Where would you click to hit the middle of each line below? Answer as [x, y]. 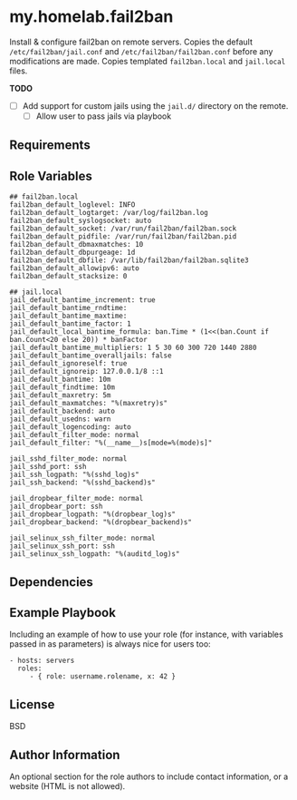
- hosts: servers [42, 661]
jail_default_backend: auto [62, 411]
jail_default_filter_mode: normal [75, 435]
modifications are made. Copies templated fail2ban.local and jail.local [148, 61]
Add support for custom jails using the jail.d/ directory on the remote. [155, 105]
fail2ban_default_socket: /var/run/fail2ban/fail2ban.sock [123, 229]
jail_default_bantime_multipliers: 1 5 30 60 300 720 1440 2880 [133, 348]
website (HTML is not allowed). [67, 786]
